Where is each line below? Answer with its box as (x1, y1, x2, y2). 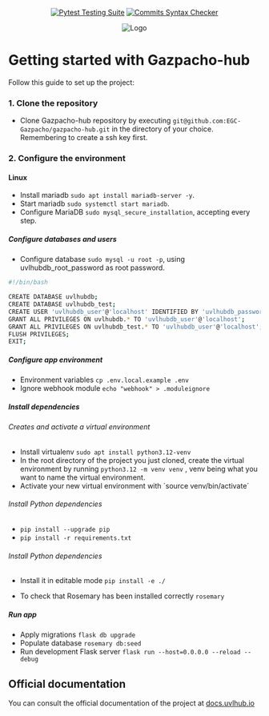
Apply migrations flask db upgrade (19, 630, 136, 640)
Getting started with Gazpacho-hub (8, 51, 251, 70)
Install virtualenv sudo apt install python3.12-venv (19, 447, 191, 457)
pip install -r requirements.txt (19, 534, 132, 542)
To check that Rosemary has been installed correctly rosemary (19, 591, 225, 601)
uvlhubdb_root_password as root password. (19, 263, 166, 272)
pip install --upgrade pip (19, 525, 110, 534)
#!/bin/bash (8, 279, 48, 287)
